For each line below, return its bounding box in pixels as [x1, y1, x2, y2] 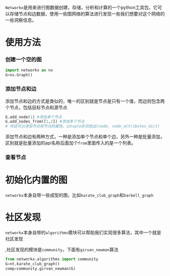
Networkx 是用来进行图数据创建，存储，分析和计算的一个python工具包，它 [5, 5, 158, 10]
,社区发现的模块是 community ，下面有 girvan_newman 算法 [5, 246, 119, 252]
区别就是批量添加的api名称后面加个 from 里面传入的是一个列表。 [5, 140, 136, 146]
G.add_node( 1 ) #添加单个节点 [5, 114, 62, 120]
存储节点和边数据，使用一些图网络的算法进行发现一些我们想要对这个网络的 [9, 11, 165, 17]
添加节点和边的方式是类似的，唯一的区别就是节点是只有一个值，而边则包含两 [5, 98, 165, 104]
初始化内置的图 [5, 174, 68, 186]
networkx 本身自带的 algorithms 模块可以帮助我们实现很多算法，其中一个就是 [5, 229, 161, 235]
